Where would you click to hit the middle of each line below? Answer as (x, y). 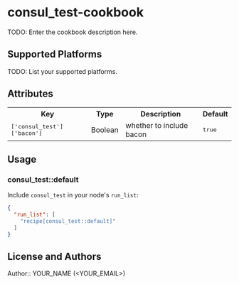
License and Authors (54, 257)
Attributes (30, 94)
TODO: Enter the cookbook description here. (73, 32)
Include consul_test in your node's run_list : (73, 195)
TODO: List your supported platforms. (63, 71)
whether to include (157, 125)
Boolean (105, 130)
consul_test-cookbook (76, 12)
